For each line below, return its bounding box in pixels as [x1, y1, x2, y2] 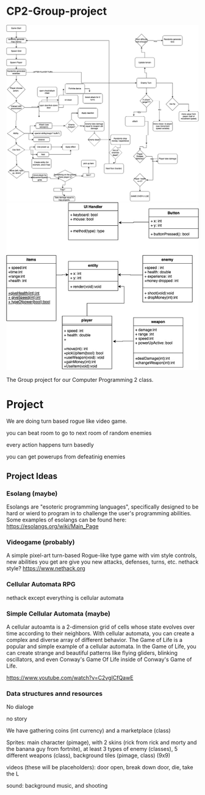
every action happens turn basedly [6, 441, 94, 449]
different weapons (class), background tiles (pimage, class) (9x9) [6, 752, 171, 760]
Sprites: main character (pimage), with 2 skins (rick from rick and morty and [6, 739, 197, 746]
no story [6, 715, 27, 723]
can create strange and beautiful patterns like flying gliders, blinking [6, 649, 178, 657]
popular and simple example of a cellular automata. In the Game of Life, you [6, 643, 196, 650]
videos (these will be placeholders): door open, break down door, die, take [6, 764, 193, 771]
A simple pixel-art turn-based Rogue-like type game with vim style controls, [6, 552, 197, 559]
